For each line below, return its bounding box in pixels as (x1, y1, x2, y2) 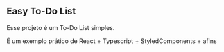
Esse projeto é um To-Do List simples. (6, 23, 115, 31)
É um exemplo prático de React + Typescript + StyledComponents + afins (6, 37, 217, 45)
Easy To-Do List (6, 5, 76, 17)
